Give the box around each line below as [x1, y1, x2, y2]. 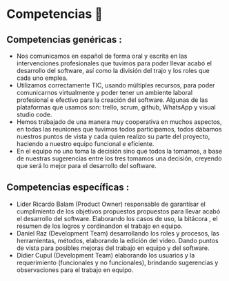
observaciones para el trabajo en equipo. [16, 265, 134, 274]
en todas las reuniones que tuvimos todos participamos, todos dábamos [16, 125, 222, 133]
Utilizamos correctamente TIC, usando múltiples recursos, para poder [16, 81, 215, 89]
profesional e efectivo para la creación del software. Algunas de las [16, 96, 208, 104]
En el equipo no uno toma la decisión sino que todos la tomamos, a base [16, 147, 222, 155]
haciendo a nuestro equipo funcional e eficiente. [16, 140, 155, 147]
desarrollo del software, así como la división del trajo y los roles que [16, 67, 210, 74]
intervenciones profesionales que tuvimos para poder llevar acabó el [16, 59, 212, 67]
